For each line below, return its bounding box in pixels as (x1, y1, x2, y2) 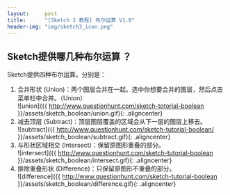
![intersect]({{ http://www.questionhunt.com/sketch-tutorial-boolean (17, 149, 213, 157)
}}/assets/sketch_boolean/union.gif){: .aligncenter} (17, 109, 163, 118)
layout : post (7, 10, 58, 17)
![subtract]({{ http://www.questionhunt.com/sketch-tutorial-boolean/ (17, 125, 214, 134)
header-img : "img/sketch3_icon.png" (7, 23, 113, 30)
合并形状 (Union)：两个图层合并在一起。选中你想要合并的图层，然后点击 (17, 85, 224, 94)
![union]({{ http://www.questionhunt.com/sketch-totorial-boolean (17, 102, 204, 110)
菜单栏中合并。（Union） (17, 94, 87, 102)
